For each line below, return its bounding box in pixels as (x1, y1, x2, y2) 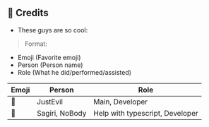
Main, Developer (92, 97, 148, 107)
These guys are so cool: (17, 25, 88, 34)
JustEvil (36, 97, 64, 107)
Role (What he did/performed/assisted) (17, 68, 132, 76)
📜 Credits (7, 7, 49, 19)
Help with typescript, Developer (92, 108, 199, 118)
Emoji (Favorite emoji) (17, 53, 81, 61)
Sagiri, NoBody (36, 108, 87, 118)
